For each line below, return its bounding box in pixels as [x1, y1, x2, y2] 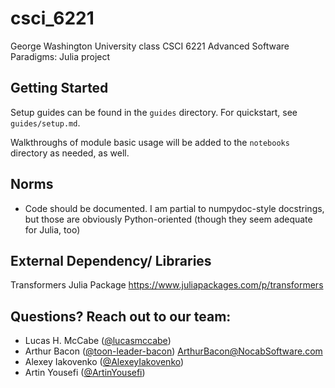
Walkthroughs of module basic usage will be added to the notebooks [10, 136, 290, 148]
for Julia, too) [24, 223, 81, 236]
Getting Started [10, 80, 109, 97]
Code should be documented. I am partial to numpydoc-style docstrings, [24, 202, 325, 214]
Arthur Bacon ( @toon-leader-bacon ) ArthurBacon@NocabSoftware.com [24, 345, 323, 357]
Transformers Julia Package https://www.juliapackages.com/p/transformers [10, 279, 324, 291]
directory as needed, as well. [10, 147, 130, 159]
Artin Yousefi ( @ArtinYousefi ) [24, 367, 146, 379]
